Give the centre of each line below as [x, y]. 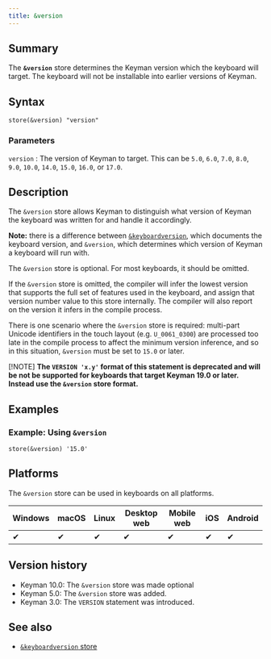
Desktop [141, 513]
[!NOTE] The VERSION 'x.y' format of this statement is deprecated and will [134, 367]
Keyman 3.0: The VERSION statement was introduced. [107, 602]
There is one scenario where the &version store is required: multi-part [124, 325]
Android [243, 518]
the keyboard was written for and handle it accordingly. [100, 220]
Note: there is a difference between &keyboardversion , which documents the [135, 236]
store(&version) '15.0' [48, 449]
